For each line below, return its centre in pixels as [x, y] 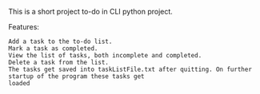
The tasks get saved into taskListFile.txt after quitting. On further [130, 69]
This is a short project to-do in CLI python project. [91, 12]
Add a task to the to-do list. [60, 41]
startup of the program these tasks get [77, 76]
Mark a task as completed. [53, 49]
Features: [24, 27]
